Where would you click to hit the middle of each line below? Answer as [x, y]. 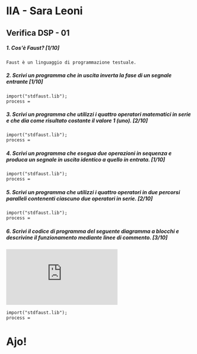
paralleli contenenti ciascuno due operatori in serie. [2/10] [80, 199]
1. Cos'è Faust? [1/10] [33, 48]
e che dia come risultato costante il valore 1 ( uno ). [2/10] [77, 121]
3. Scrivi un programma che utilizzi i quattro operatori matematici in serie [99, 115]
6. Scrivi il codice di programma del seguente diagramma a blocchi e [93, 231]
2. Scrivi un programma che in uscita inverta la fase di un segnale [89, 75]
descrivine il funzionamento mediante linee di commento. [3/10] [87, 238]
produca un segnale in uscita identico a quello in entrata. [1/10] [86, 160]
